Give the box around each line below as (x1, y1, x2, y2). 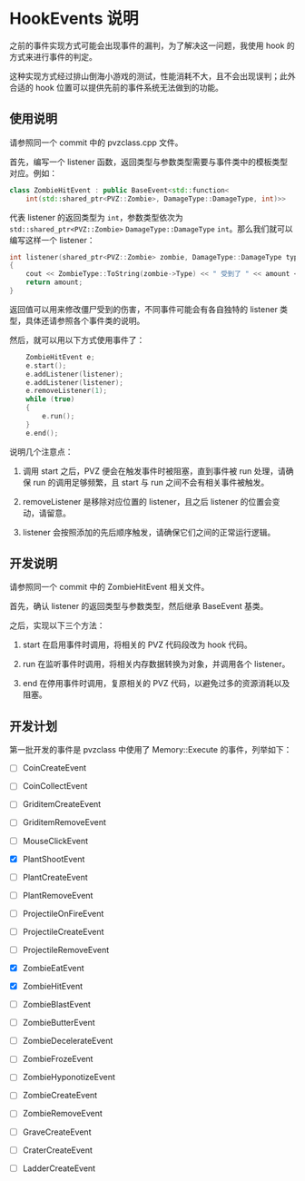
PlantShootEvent (22, 853, 85, 864)
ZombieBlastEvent (22, 999, 91, 1010)
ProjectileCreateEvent (22, 926, 104, 937)
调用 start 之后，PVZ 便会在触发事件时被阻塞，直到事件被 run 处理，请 (22, 465, 286, 477)
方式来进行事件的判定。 (9, 51, 97, 62)
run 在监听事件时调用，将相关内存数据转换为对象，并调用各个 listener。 (22, 659, 290, 670)
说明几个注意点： (9, 446, 74, 457)
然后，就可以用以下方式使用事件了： (9, 334, 145, 345)
